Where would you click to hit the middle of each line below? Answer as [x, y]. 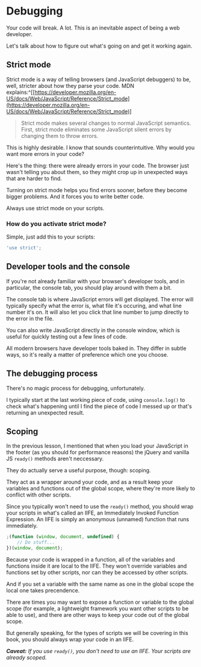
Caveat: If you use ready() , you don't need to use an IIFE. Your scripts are [98, 651]
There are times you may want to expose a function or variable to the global [100, 602]
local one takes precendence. [43, 590]
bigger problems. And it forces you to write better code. [75, 196]
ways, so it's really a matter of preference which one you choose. [87, 354]
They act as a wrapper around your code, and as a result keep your [90, 482]
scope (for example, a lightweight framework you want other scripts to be [97, 608]
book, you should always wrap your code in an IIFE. [70, 639]
